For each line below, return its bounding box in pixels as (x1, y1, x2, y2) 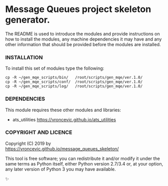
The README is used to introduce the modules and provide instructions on (5, 31, 160, 37)
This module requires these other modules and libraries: (5, 107, 122, 113)
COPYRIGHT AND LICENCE (5, 129, 72, 136)
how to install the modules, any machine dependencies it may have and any (5, 36, 162, 42)
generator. (5, 14, 50, 26)
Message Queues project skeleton (5, 4, 151, 15)
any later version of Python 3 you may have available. (5, 166, 116, 172)
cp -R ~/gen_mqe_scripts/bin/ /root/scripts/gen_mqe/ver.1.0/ (5, 75, 143, 80)
